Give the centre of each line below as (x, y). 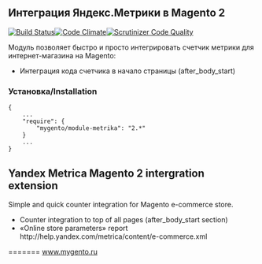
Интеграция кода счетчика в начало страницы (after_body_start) (127, 71)
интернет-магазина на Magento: (62, 55)
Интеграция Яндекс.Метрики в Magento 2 (117, 13)
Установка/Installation (53, 91)
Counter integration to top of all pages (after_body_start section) (124, 219)
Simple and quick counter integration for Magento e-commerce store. (121, 204)
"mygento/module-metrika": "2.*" (91, 128)
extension (33, 186)
